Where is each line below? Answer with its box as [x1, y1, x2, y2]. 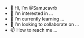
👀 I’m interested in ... [10, 10, 53, 16]
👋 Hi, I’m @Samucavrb [10, 5, 58, 11]
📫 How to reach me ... [10, 27, 58, 33]
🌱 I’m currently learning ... [10, 16, 65, 22]
